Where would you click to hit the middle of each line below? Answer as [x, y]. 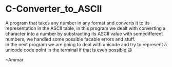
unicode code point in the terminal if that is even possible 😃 [69, 50]
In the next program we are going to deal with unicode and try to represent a [86, 44]
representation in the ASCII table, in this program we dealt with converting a [85, 28]
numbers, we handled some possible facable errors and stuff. [70, 39]
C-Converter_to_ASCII [54, 9]
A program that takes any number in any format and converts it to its [78, 23]
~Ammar [15, 59]
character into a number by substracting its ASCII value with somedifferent [84, 33]
